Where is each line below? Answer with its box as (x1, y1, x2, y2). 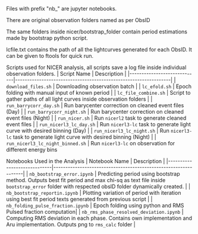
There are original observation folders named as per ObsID (6, 17, 150, 23)
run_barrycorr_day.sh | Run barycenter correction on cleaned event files (6, 102, 184, 109)
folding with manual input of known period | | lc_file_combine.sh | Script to (6, 89, 191, 96)
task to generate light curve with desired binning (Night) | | (12, 133, 156, 141)
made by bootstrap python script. (6, 35, 88, 41)
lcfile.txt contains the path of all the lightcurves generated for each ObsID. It (6, 46, 192, 53)
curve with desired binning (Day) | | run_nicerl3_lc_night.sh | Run (6, 127, 169, 134)
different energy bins (6, 146, 58, 153)
